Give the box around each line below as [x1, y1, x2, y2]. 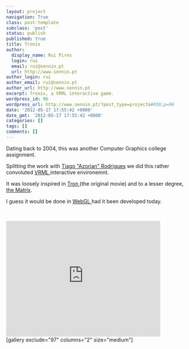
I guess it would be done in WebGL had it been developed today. [6, 197, 163, 204]
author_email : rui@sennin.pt [6, 80, 77, 86]
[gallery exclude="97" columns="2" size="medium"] [6, 336, 133, 343]
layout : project [6, 8, 46, 15]
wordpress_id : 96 [6, 96, 49, 102]
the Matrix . [6, 186, 32, 193]
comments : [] [6, 129, 38, 135]
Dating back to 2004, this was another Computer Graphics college [6, 145, 167, 152]
